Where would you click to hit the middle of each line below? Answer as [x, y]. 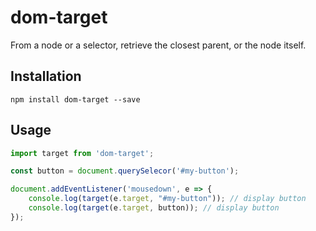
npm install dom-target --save [75, 99]
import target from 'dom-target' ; [82, 153]
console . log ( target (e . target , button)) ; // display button [154, 208]
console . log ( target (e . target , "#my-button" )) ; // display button [167, 199]
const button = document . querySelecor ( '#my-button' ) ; [125, 171]
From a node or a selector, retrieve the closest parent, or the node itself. [158, 45]
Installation [46, 76]
